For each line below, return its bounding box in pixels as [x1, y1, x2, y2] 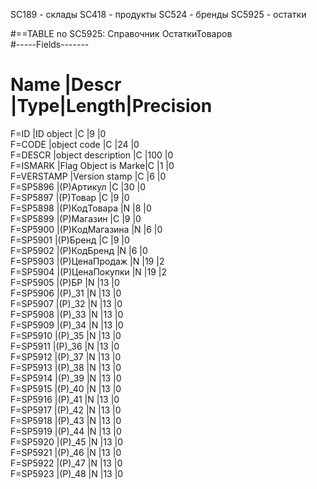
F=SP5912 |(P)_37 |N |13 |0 [10, 350, 122, 363]
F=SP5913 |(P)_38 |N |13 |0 [10, 361, 122, 373]
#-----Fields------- [10, 39, 90, 50]
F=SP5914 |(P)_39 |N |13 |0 [10, 372, 122, 384]
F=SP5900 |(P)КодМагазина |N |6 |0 [10, 223, 163, 235]
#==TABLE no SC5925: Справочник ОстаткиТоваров [10, 28, 233, 39]
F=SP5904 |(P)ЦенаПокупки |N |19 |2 [10, 265, 168, 278]
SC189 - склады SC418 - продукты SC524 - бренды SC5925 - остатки [10, 9, 307, 20]
